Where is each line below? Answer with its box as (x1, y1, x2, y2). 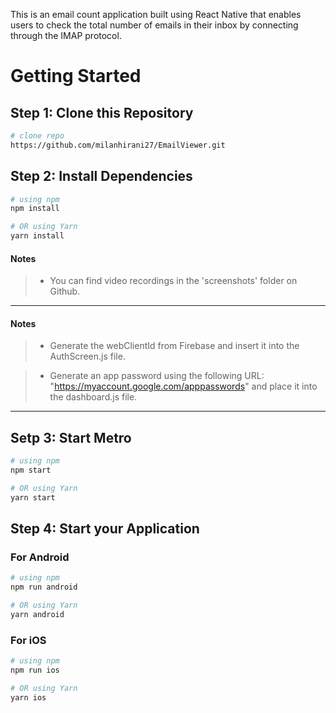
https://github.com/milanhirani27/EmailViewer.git (10, 140, 226, 150)
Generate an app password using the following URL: (49, 370, 265, 382)
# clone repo (10, 131, 65, 141)
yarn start (10, 492, 56, 503)
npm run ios (10, 665, 60, 676)
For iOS (10, 633, 47, 647)
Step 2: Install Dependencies (10, 168, 193, 185)
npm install (10, 204, 60, 214)
